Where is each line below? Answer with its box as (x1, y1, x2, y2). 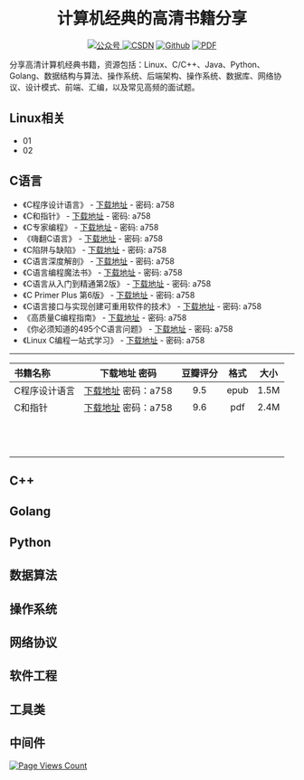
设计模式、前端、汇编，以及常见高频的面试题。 (24, 81, 200, 92)
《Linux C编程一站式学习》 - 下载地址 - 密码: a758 (22, 334, 205, 345)
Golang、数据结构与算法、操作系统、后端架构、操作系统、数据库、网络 (9, 70, 274, 81)
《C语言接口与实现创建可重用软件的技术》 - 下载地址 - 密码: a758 (22, 300, 262, 312)
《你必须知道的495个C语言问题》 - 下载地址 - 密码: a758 (22, 323, 233, 334)
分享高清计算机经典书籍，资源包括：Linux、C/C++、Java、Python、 (9, 59, 265, 70)
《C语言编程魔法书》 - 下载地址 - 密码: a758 (22, 267, 183, 277)
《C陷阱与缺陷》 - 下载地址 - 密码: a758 (22, 244, 167, 255)
